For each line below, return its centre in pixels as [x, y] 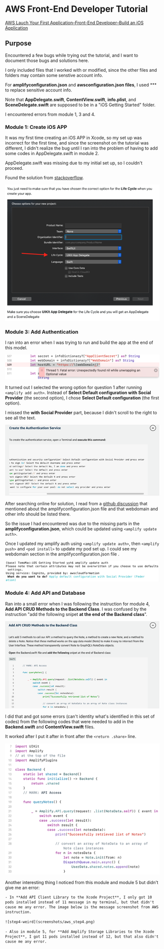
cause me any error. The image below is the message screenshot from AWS [82, 907]
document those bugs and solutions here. [47, 61]
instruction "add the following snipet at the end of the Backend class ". [76, 614]
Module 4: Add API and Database [45, 593]
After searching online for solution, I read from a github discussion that [76, 503]
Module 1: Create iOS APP [36, 127]
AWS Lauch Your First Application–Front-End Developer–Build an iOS [74, 23]
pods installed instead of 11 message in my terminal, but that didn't [80, 902]
